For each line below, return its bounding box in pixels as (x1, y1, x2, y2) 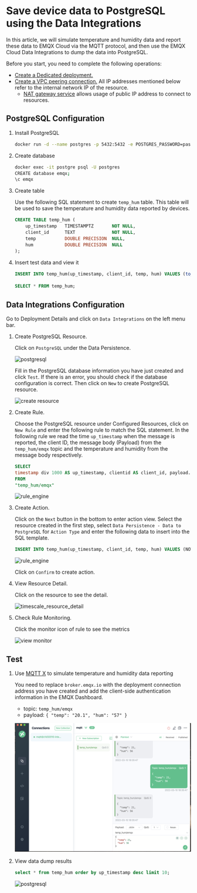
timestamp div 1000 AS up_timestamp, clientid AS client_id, (14, 469, 168, 475)
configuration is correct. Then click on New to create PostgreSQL (14, 379, 170, 386)
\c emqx (14, 177, 33, 183)
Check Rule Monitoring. (14, 614, 72, 621)
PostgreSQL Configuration (6, 114, 105, 124)
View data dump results (14, 858, 72, 865)
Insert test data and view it (14, 259, 79, 266)
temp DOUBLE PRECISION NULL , (25, 236, 125, 242)
